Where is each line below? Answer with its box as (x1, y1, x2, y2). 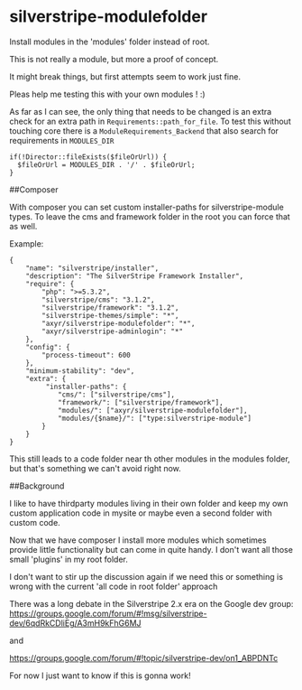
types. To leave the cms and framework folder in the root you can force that (9, 210, 290, 222)
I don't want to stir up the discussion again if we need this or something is (9, 571, 284, 582)
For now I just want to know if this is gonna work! (9, 670, 191, 681)
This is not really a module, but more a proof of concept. (9, 53, 219, 64)
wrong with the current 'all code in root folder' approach (9, 581, 218, 592)
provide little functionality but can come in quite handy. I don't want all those (9, 544, 293, 555)
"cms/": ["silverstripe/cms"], (57, 390, 176, 399)
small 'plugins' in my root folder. (9, 554, 128, 564)
